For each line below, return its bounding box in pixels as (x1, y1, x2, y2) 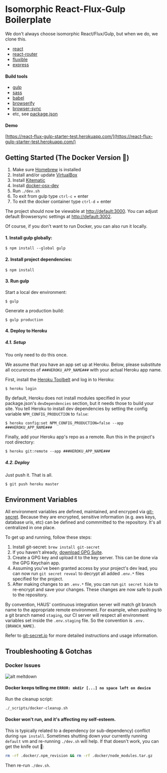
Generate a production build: (5, 307, 64, 313)
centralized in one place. (5, 525, 56, 531)
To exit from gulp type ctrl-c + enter (12, 193, 89, 199)
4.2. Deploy (5, 459, 30, 465)
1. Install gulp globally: (5, 234, 52, 241)
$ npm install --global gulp (5, 246, 66, 251)
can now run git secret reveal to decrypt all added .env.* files (12, 571, 145, 577)
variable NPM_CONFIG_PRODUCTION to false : (5, 411, 89, 417)
